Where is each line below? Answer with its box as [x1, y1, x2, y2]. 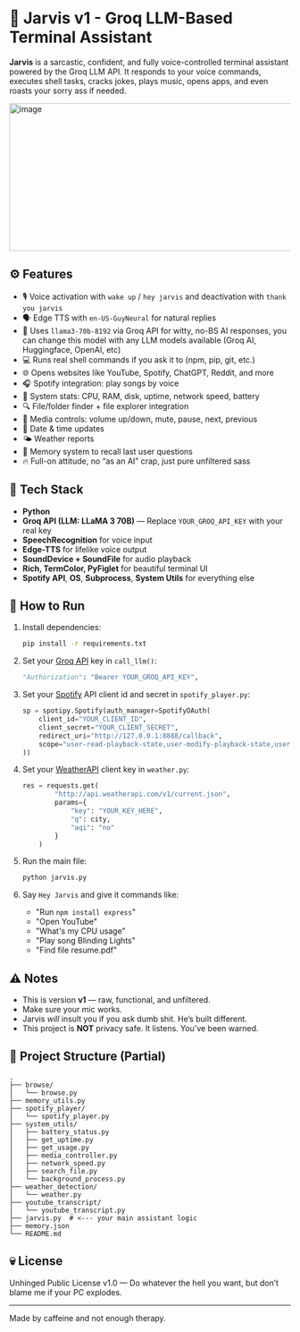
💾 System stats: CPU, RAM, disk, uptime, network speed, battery [21, 390, 261, 401]
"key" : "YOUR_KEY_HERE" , [70, 807, 163, 815]
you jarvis [21, 303, 63, 312]
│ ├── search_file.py [9, 1166, 98, 1175]
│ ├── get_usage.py [9, 1143, 90, 1152]
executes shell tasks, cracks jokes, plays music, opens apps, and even [9, 75, 269, 86]
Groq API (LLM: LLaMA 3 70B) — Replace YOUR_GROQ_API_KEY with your [21, 515, 283, 526]
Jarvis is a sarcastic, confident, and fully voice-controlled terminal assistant [9, 56, 288, 67]
